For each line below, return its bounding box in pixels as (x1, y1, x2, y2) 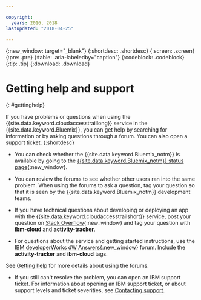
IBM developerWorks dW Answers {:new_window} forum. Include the (14, 244, 186, 252)
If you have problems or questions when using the (5, 113, 131, 121)
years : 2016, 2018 (11, 19, 58, 26)
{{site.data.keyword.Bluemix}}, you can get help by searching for (5, 126, 168, 133)
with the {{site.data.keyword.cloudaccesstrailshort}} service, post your (14, 213, 191, 220)
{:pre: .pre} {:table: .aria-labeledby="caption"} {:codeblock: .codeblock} (5, 54, 185, 61)
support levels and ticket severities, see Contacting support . (14, 287, 165, 294)
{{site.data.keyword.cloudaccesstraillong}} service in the (5, 119, 148, 127)
